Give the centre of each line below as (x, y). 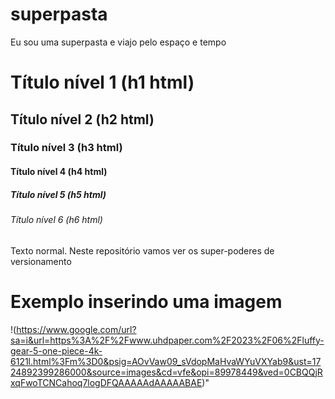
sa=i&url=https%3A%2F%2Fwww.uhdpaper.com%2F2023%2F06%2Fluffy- (167, 340)
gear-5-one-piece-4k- (56, 350)
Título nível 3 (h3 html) (66, 148)
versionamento (41, 261)
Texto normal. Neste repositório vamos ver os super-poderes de (142, 250)
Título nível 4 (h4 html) (59, 172)
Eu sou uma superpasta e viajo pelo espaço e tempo (118, 42)
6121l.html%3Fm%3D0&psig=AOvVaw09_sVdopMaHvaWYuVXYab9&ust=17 (166, 361)
